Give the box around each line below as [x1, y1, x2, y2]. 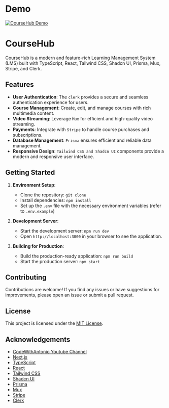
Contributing [5, 273, 47, 282]
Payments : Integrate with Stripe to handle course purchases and [12, 126, 150, 133]
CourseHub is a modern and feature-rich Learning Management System [5, 55, 156, 61]
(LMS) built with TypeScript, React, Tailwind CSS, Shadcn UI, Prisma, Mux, [5, 60, 161, 66]
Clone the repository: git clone [20, 192, 86, 198]
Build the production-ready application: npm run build [20, 253, 133, 259]
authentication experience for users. [12, 99, 89, 105]
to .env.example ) [20, 208, 55, 214]
